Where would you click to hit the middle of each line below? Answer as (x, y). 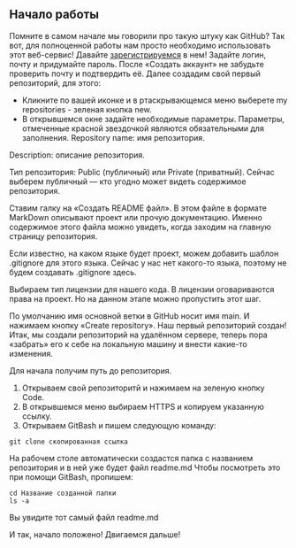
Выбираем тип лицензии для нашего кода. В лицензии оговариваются (142, 289)
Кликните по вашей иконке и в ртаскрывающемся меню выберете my (155, 100)
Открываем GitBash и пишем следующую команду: (119, 425)
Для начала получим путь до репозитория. (91, 370)
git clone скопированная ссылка (68, 442)
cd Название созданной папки (63, 493)
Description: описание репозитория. (77, 155)
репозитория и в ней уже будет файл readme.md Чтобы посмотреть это (145, 467)
